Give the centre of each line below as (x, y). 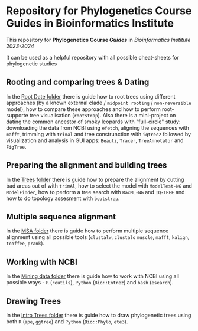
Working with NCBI (42, 262)
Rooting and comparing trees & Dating (78, 82)
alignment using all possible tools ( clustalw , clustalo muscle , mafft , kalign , (98, 237)
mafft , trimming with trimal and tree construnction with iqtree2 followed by (98, 134)
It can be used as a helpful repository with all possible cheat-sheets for (92, 57)
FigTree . (16, 146)
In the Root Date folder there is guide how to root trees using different (91, 96)
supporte (17, 115)
